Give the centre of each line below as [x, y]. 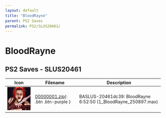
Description [119, 82]
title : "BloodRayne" [26, 16]
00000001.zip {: [51, 97]
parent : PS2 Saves [24, 21]
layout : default [22, 10]
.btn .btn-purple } [53, 102]
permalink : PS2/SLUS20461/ [33, 26]
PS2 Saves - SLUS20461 [43, 69]
